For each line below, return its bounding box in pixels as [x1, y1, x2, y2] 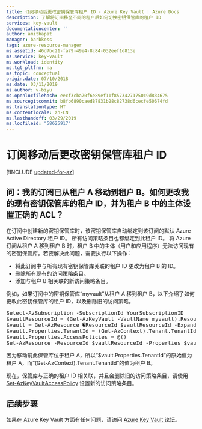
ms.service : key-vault [6, 53, 63, 59]
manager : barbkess [6, 37, 52, 43]
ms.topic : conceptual [6, 70, 61, 76]
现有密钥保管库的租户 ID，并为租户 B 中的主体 [14, 199, 183, 209]
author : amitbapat [6, 31, 52, 37]
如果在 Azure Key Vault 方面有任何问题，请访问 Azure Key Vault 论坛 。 [6, 416, 180, 423]
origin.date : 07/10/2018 [6, 76, 69, 82]
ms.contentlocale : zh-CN [6, 109, 69, 115]
